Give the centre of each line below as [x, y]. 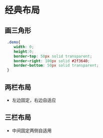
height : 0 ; [24, 51]
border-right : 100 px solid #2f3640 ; [52, 61]
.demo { [14, 42]
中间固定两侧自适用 [32, 130]
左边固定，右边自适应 [34, 100]
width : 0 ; [24, 47]
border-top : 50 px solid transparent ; [53, 56]
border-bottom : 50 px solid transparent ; [56, 66]
